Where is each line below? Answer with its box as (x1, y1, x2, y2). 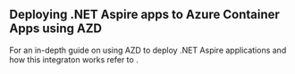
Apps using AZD (9, 21, 103, 37)
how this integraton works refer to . (9, 53, 139, 65)
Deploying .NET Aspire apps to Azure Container (9, 7, 280, 22)
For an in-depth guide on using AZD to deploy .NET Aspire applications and (9, 45, 287, 55)
